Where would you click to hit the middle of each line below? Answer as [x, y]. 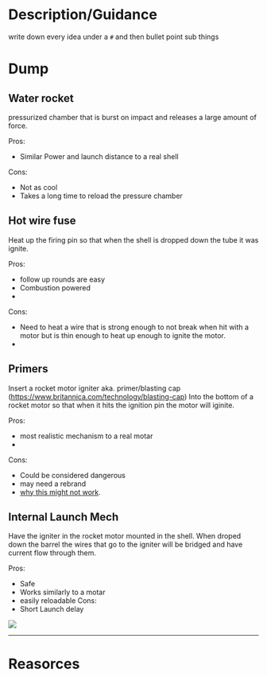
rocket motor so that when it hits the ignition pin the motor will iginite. [121, 405]
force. [18, 126]
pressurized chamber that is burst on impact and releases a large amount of [132, 117]
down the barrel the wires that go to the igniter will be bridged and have [126, 545]
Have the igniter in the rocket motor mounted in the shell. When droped [125, 536]
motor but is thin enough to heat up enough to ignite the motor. [123, 335]
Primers [28, 369]
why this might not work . [60, 492]
